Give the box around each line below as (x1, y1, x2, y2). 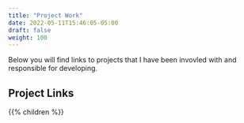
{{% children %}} (8, 107, 65, 117)
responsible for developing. (8, 64, 97, 73)
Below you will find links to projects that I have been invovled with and (8, 55, 237, 65)
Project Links (8, 86, 74, 99)
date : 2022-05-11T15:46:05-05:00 (8, 19, 119, 27)
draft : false (8, 26, 51, 34)
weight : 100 (8, 33, 48, 42)
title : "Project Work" (8, 11, 83, 20)
